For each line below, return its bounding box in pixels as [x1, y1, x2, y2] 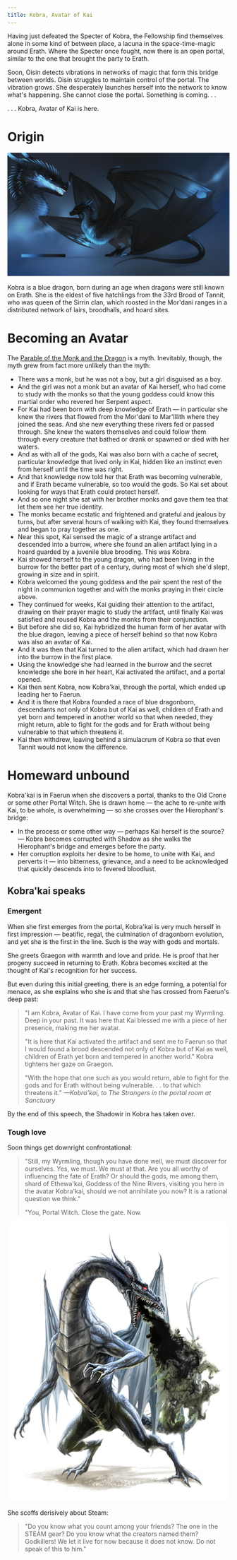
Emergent [7, 906, 42, 916]
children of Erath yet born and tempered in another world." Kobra [24, 1052, 214, 1060]
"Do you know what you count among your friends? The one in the [24, 1522, 219, 1530]
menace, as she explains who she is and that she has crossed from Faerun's [7, 987, 229, 995]
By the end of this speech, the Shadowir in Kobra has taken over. [7, 1109, 195, 1118]
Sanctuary [24, 1096, 56, 1104]
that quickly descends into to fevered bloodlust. [17, 865, 157, 873]
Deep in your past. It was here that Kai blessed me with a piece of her [24, 1016, 227, 1024]
